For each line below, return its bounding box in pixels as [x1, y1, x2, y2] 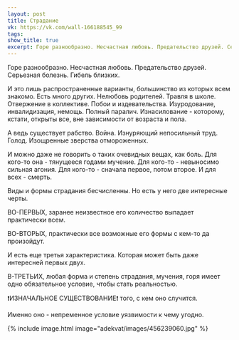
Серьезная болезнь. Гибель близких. [7, 71, 120, 79]
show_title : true [7, 37, 59, 44]
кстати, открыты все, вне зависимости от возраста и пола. [7, 115, 187, 123]
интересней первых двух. [7, 258, 86, 267]
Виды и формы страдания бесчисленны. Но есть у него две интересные [7, 187, 228, 195]
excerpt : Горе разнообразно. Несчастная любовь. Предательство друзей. [7, 43, 224, 51]
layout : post [7, 10, 46, 18]
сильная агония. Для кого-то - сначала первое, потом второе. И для [7, 165, 216, 173]
